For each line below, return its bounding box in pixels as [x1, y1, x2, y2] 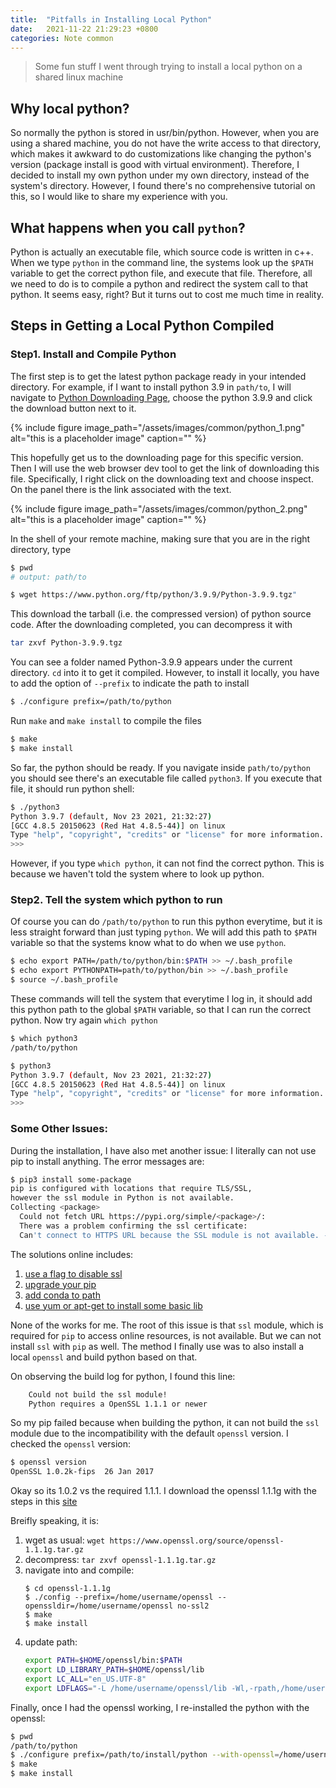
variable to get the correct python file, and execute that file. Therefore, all [10, 267, 313, 279]
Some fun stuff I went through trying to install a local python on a [34, 61, 303, 73]
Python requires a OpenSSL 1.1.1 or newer [28, 1399, 208, 1409]
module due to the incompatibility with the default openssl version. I [10, 1427, 289, 1440]
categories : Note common [10, 33, 114, 43]
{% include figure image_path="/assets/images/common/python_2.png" [10, 502, 308, 515]
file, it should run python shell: [10, 782, 135, 795]
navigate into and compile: [24, 1564, 135, 1576]
